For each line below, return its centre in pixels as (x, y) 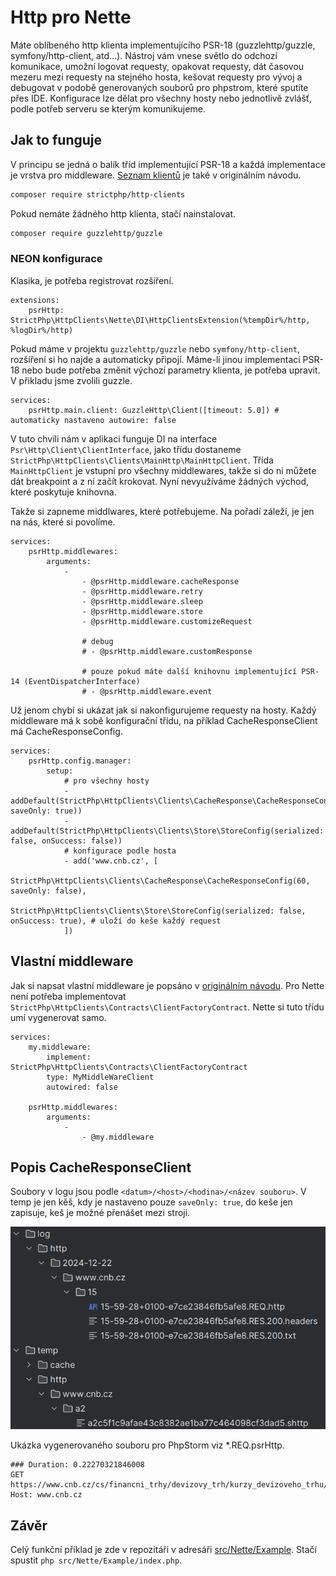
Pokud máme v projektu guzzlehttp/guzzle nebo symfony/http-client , (155, 348)
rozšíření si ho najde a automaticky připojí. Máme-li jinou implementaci (155, 359)
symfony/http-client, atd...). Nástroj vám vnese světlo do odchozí (144, 55)
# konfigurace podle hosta (120, 851)
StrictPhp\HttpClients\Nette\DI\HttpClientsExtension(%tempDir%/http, (160, 320)
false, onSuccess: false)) (66, 841)
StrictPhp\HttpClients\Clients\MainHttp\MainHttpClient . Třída (142, 460)
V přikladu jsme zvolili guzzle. (71, 380)
